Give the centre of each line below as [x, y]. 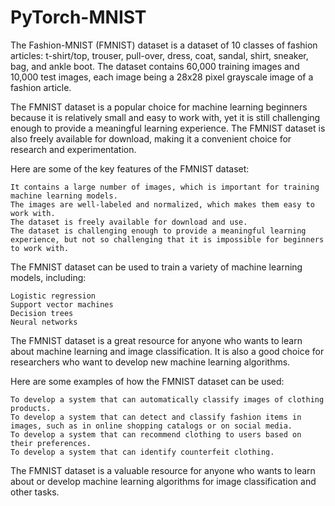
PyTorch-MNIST [78, 17]
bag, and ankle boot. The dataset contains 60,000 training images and [155, 66]
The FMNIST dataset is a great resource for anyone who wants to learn [156, 340]
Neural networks [44, 322]
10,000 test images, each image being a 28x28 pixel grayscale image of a [162, 77]
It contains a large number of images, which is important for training [165, 187]
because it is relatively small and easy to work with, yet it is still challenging [165, 117]
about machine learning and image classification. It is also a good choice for [167, 351]
